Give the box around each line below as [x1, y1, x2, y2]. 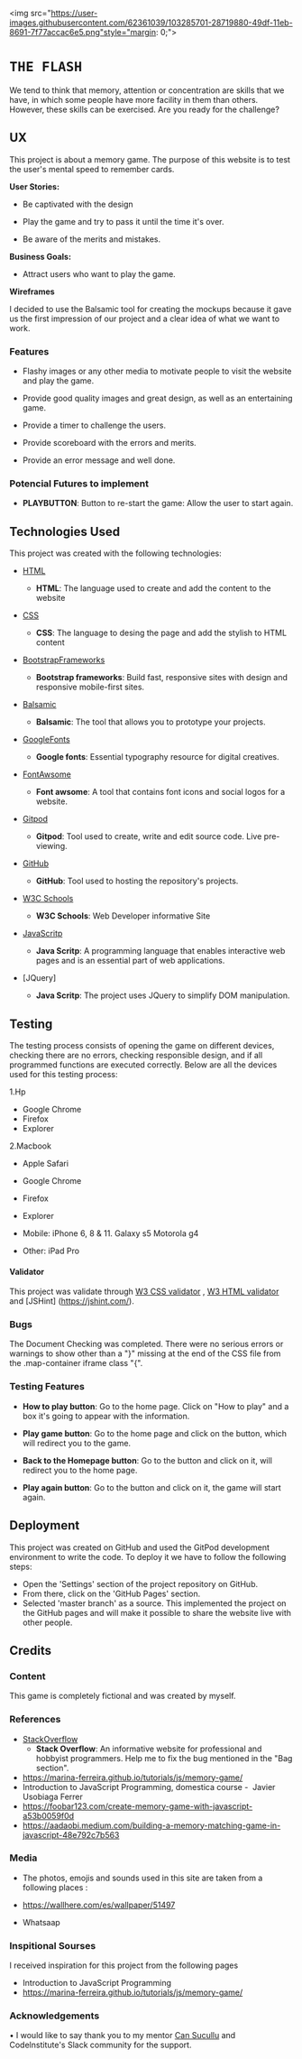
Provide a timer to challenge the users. [22, 420, 167, 431]
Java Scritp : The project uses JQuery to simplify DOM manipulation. [35, 990, 290, 1001]
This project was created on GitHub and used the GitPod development [9, 1542, 270, 1553]
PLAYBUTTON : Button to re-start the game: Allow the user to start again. [22, 498, 294, 509]
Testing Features [9, 1380, 86, 1393]
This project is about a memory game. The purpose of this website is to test [9, 153, 291, 165]
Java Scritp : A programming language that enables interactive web [35, 946, 286, 956]
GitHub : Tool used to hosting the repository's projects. [35, 875, 239, 887]
